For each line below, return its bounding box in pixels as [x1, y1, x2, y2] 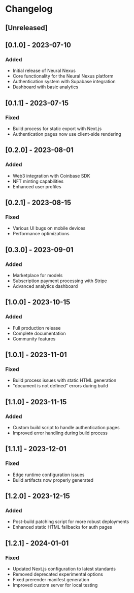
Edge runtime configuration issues [12, 472, 85, 478]
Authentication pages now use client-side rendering [12, 131, 122, 137]
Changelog [5, 3, 53, 15]
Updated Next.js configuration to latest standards [12, 566, 116, 572]
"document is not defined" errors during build [12, 383, 108, 389]
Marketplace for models [12, 273, 63, 279]
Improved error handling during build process [12, 430, 108, 436]
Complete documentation [12, 330, 66, 336]
